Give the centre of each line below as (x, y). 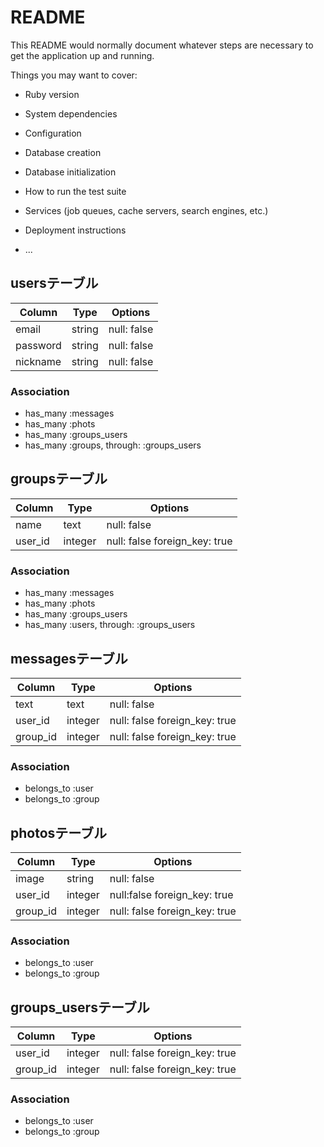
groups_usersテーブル (80, 1007)
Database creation (63, 152)
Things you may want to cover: (74, 75)
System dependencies (71, 113)
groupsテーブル (59, 479)
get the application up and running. (82, 55)
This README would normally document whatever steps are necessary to (162, 45)
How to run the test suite (75, 191)
